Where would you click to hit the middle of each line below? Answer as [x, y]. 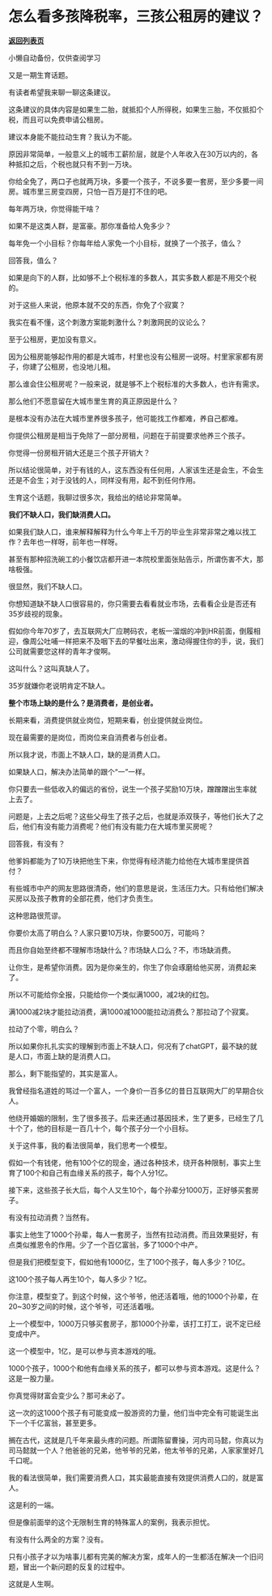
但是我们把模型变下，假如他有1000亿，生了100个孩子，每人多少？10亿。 [129, 1261]
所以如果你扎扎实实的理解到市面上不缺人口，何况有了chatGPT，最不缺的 [130, 1046]
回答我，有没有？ [37, 843]
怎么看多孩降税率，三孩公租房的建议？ [136, 17]
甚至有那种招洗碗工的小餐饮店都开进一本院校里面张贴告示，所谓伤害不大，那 [136, 559]
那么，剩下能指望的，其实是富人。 [65, 1073]
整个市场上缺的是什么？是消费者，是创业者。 [83, 702]
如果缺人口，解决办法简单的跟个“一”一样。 [79, 771]
